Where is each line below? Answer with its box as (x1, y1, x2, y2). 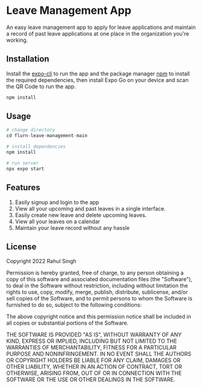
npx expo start (6, 165, 45, 172)
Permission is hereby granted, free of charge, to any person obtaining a (6, 269, 184, 276)
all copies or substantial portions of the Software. (6, 319, 128, 326)
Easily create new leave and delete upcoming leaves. (14, 211, 147, 218)
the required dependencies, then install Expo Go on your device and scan (6, 76, 189, 83)
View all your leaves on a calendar (14, 218, 101, 225)
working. (6, 36, 28, 43)
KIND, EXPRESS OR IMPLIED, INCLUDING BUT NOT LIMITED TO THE (6, 337, 177, 345)
